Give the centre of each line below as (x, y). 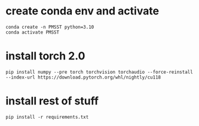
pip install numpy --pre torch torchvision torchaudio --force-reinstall (99, 72)
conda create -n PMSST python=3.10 (50, 27)
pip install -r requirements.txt (47, 117)
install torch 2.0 (45, 56)
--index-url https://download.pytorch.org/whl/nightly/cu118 (83, 77)
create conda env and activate (82, 11)
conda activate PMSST (33, 32)
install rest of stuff (52, 101)
